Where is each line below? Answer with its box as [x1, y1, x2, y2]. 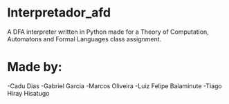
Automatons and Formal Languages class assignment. [7, 34, 162, 43]
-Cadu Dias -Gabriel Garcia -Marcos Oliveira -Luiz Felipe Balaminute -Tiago [7, 81, 223, 90]
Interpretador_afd [7, 5, 111, 21]
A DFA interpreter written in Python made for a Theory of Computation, [7, 28, 209, 36]
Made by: [7, 59, 62, 75]
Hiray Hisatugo [7, 89, 50, 97]
